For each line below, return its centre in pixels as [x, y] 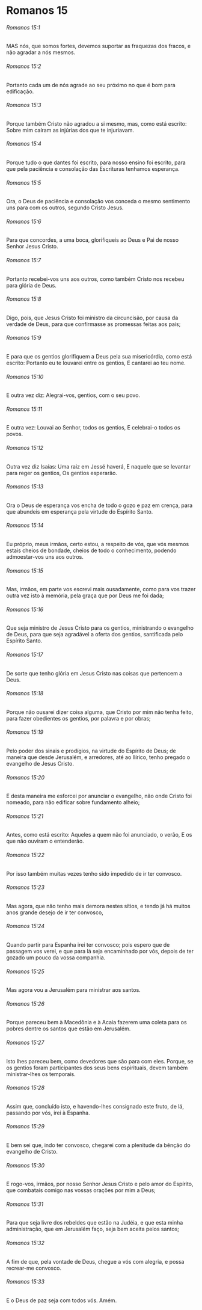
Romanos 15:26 [26, 1004]
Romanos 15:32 [26, 1243]
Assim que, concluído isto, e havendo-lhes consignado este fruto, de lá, [95, 1106]
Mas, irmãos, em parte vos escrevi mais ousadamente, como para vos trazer [101, 589]
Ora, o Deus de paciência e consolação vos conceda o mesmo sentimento [98, 201]
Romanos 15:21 [25, 816]
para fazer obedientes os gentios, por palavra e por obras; [79, 718]
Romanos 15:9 [24, 338]
